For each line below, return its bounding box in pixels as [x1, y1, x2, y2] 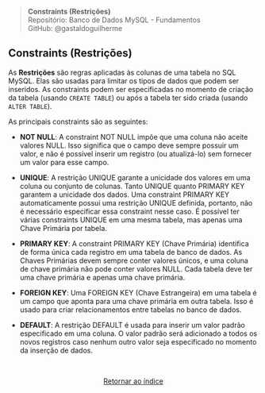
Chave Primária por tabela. [19, 223, 107, 233]
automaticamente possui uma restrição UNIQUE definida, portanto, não [19, 198, 253, 207]
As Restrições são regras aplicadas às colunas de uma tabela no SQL [8, 67, 236, 77]
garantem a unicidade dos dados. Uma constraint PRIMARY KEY [19, 190, 230, 199]
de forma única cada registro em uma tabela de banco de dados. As [19, 247, 243, 256]
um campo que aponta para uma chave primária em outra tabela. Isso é [19, 296, 254, 306]
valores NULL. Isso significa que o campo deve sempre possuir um [19, 141, 240, 150]
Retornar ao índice [102, 376, 164, 386]
